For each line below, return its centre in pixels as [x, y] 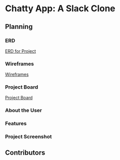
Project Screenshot [29, 137]
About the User [24, 111]
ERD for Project [21, 51]
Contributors [25, 152]
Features [16, 124]
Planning [19, 27]
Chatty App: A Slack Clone [60, 9]
